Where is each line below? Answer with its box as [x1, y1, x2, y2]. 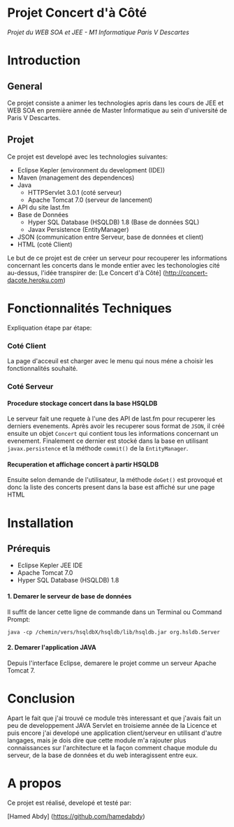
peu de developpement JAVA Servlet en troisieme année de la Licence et [7, 721, 217, 729]
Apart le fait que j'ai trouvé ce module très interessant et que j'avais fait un [7, 714, 221, 722]
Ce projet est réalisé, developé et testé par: [7, 798, 131, 807]
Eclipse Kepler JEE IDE [17, 561, 83, 570]
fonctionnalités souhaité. [7, 364, 78, 372]
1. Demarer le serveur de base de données [7, 592, 132, 600]
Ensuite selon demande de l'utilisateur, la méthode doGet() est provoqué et [7, 476, 223, 484]
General [7, 80, 43, 92]
